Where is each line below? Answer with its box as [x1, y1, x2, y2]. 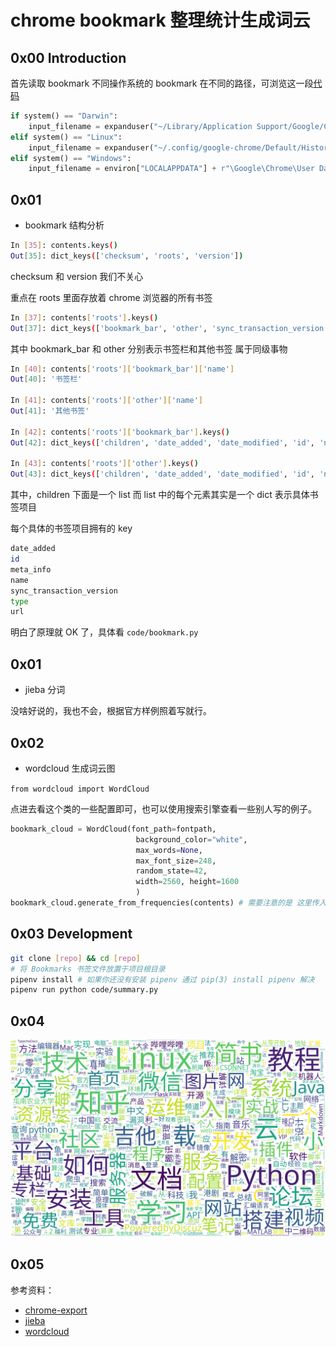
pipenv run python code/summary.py [10, 985, 159, 995]
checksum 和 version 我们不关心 [10, 270, 144, 282]
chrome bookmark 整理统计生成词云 [10, 9, 311, 32]
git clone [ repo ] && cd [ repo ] [10, 953, 141, 963]
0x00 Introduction [10, 49, 127, 66]
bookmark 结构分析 [24, 219, 105, 231]
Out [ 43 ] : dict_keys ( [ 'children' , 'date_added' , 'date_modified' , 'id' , [10, 469, 315, 480]
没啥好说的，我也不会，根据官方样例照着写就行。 [10, 705, 212, 717]
